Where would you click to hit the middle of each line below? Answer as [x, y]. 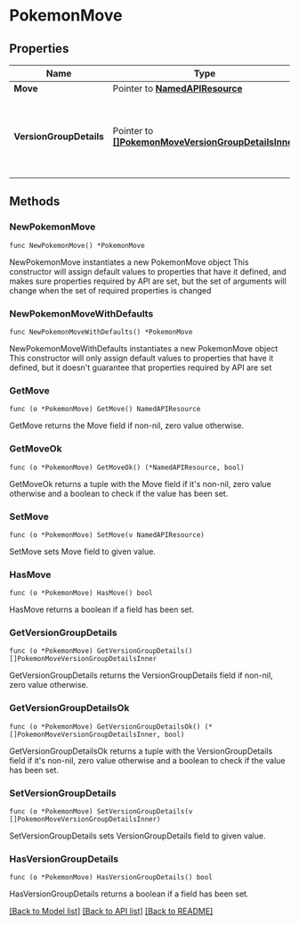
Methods [35, 202]
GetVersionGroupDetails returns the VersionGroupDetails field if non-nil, [141, 675]
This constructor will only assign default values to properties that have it [141, 358]
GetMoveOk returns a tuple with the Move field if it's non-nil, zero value [140, 483]
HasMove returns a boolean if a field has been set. [101, 610]
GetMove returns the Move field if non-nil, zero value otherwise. [127, 425]
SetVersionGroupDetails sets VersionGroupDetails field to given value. [137, 836]
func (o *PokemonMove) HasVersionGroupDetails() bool [111, 878]
